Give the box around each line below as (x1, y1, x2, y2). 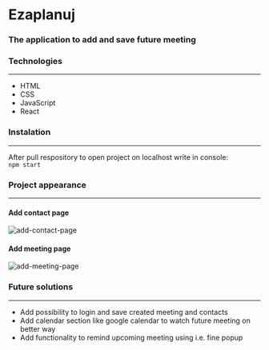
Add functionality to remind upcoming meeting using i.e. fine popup (19, 332, 243, 342)
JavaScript (19, 98, 56, 108)
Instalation (8, 126, 51, 137)
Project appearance (8, 179, 86, 190)
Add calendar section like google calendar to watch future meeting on (19, 316, 251, 325)
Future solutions (8, 281, 74, 292)
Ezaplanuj (8, 6, 76, 24)
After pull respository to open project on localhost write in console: (8, 152, 229, 161)
